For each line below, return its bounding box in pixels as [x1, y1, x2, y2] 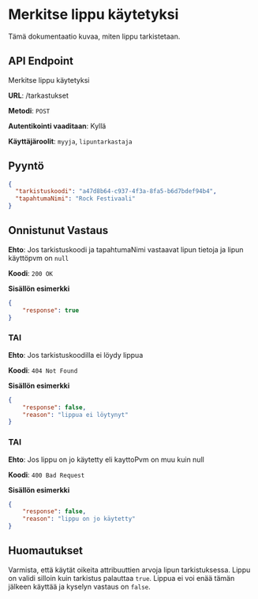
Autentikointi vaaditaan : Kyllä [8, 121, 107, 131]
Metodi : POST [8, 106, 50, 115]
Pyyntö [8, 159, 45, 173]
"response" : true [22, 306, 80, 314]
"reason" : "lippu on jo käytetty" [22, 515, 136, 523]
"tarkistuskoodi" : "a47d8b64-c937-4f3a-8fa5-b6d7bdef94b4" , [15, 188, 217, 195]
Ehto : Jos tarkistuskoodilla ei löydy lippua [8, 350, 144, 359]
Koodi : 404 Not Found [8, 365, 78, 375]
